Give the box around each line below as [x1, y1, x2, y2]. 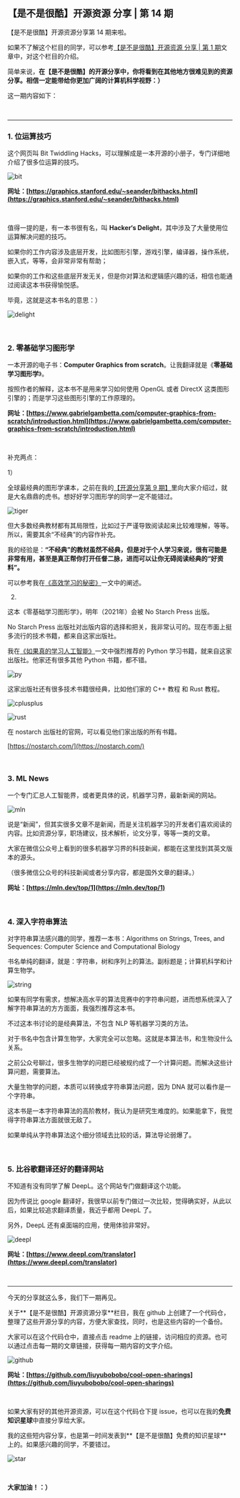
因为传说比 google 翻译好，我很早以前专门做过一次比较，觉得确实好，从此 [7, 1197, 226, 1206]
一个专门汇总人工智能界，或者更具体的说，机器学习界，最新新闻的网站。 [7, 791, 220, 799]
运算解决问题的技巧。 [7, 232, 70, 241]
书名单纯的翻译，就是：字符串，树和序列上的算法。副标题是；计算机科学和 [7, 957, 226, 965]
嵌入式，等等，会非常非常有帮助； [7, 256, 108, 265]
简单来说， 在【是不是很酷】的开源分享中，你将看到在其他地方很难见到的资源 [7, 67, 233, 76]
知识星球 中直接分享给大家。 [7, 1416, 89, 1424]
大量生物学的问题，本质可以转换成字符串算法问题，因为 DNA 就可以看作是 [7, 1082, 225, 1091]
